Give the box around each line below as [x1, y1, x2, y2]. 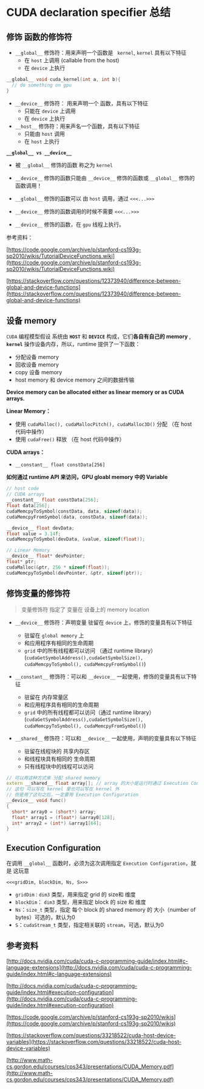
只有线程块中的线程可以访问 [24, 762, 94, 770]
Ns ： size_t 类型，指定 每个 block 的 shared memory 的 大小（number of [15, 906, 196, 913]
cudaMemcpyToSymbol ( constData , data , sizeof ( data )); [6, 508, 143, 514]
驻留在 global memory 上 [24, 631, 84, 639]
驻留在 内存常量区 [24, 693, 69, 701]
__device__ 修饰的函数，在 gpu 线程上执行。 [15, 221, 124, 228]
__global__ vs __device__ [6, 150, 72, 156]
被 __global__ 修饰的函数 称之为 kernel [15, 161, 114, 168]
